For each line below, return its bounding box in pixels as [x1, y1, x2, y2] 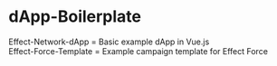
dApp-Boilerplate [8, 6, 142, 27]
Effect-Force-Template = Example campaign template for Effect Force [8, 45, 269, 56]
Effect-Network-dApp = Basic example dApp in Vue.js [8, 36, 210, 47]
